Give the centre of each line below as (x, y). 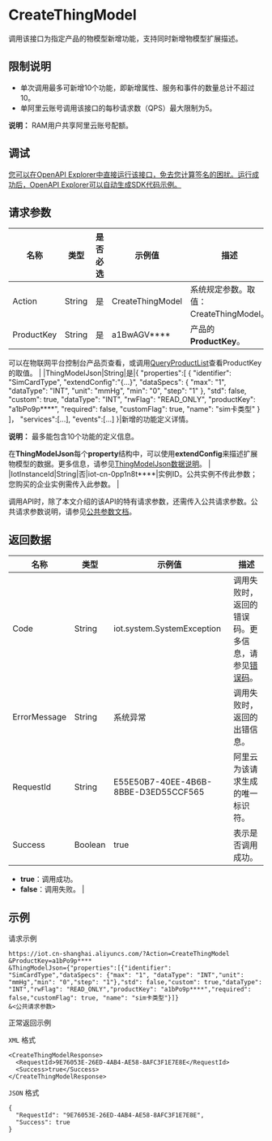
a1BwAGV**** (141, 335)
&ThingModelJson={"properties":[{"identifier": (90, 968)
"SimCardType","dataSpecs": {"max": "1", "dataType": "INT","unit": (126, 975)
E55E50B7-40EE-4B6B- (163, 782)
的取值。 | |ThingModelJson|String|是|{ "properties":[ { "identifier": (120, 373)
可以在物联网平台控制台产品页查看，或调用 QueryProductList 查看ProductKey (135, 363)
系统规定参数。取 (223, 290)
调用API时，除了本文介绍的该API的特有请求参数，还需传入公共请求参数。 (130, 502)
